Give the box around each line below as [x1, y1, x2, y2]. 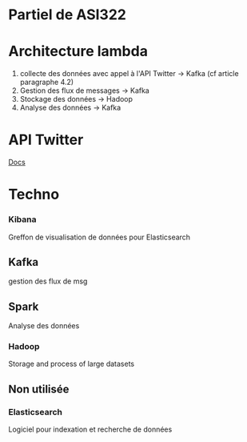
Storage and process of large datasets [8, 359, 134, 369]
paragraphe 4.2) [19, 78, 74, 87]
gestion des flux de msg [8, 276, 88, 286]
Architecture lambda [8, 42, 148, 61]
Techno [8, 186, 60, 203]
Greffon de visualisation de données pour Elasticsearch [8, 232, 190, 242]
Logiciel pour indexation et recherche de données [8, 424, 173, 434]
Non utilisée [8, 382, 70, 396]
